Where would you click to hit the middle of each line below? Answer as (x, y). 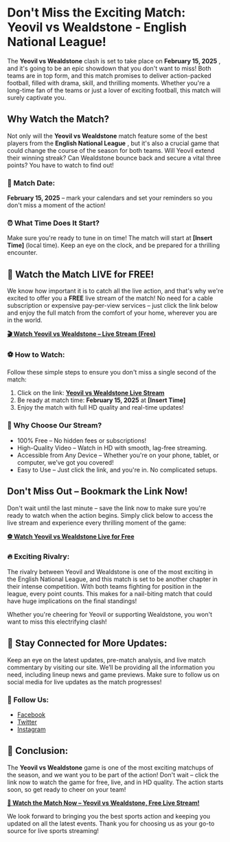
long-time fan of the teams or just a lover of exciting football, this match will (114, 90)
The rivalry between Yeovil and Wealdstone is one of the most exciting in (110, 571)
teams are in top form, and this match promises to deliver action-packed (109, 75)
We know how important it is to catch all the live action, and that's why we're (115, 291)
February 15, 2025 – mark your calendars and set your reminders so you (110, 198)
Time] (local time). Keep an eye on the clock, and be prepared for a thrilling (114, 245)
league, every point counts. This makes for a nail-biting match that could (110, 593)
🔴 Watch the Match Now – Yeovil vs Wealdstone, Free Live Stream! (104, 803)
